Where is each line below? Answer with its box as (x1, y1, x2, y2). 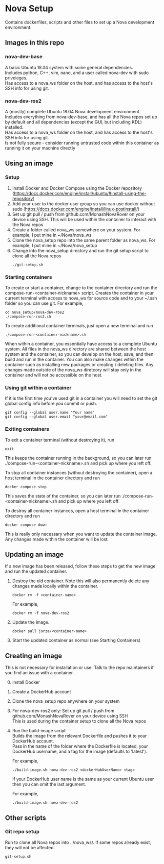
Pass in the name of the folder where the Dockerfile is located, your (12, 743, 148, 749)
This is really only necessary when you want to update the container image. (5, 531, 157, 537)
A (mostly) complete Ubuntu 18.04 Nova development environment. (5, 108, 141, 114)
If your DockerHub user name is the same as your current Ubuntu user (12, 776, 154, 782)
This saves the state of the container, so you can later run (5, 493, 121, 499)
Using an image (5, 159, 54, 168)
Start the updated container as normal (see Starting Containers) (12, 638, 141, 643)
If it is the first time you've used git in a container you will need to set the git (5, 395, 158, 401)
